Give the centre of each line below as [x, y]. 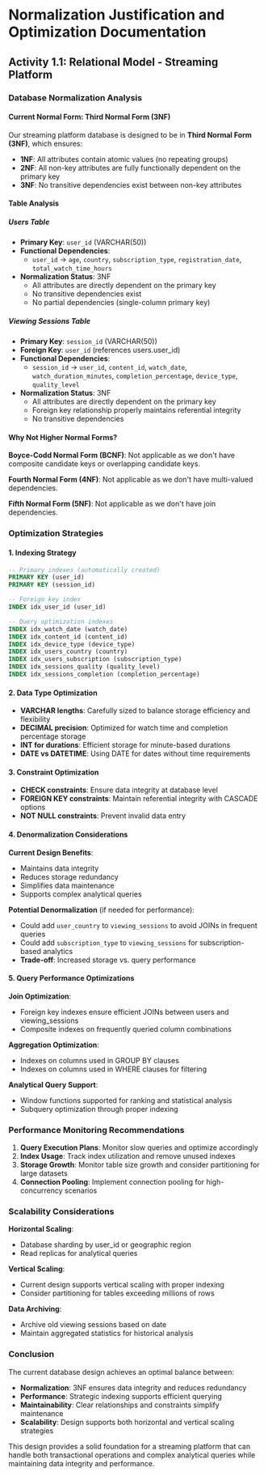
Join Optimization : [40, 996]
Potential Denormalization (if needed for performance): [102, 910]
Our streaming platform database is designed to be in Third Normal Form [130, 134]
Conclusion [31, 1355]
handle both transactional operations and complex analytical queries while [132, 1455]
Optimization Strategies [56, 533]
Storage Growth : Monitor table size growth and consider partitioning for [140, 1165]
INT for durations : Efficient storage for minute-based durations [125, 745]
